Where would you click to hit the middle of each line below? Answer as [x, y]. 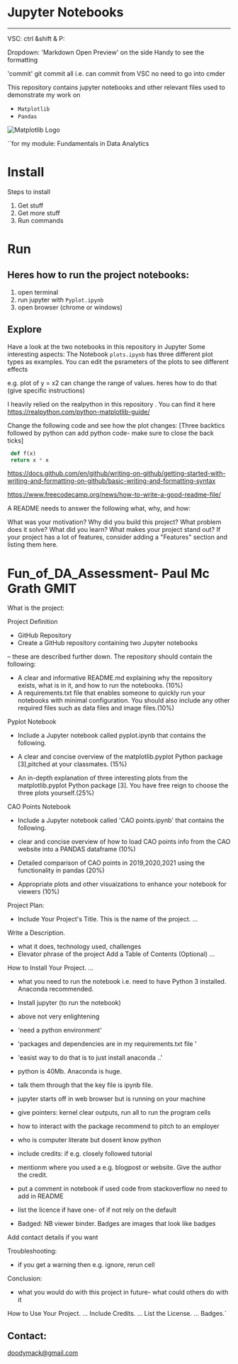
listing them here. [33, 545]
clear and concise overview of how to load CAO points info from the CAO [124, 842]
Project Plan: [26, 905]
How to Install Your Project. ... [51, 968]
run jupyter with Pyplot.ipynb [61, 300]
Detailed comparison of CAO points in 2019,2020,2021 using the [111, 863]
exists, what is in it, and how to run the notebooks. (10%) [100, 686]
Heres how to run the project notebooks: [98, 275]
